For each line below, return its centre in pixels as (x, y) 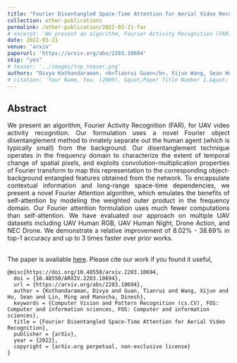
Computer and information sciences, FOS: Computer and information (109, 310)
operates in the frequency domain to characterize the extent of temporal (119, 156)
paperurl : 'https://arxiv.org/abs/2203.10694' (77, 54)
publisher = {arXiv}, (45, 334)
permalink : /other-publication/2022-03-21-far (77, 27)
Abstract (27, 108)
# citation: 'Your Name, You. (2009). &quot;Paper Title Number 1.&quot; (118, 80)
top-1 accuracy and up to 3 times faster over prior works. (90, 238)
